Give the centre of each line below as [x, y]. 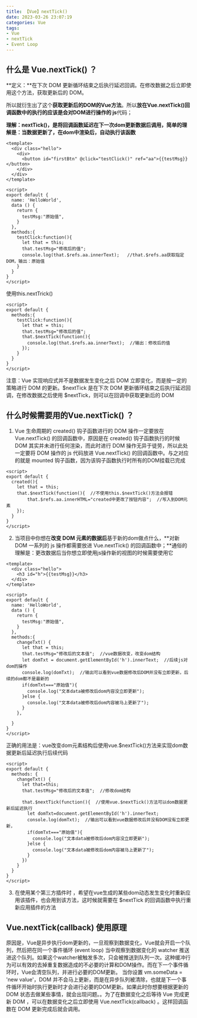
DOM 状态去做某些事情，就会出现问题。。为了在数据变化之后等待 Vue [89, 994]
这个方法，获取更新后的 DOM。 [49, 92]
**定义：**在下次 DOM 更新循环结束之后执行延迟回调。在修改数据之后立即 [96, 85]
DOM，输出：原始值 [26, 261]
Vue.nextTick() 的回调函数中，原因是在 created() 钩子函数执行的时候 [97, 438]
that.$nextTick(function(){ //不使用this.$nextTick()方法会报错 [95, 493]
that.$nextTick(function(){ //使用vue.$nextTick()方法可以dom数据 [102, 802]
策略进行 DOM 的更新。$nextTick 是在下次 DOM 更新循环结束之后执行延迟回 [98, 388]
